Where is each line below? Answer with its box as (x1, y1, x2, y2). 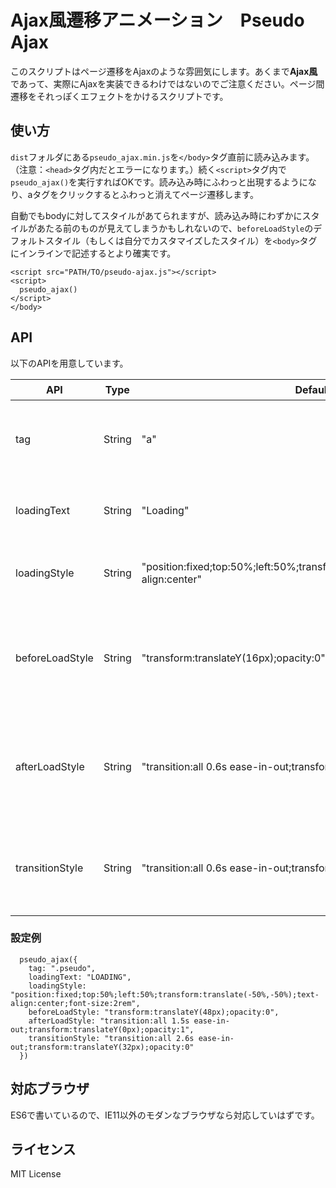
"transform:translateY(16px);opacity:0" (141, 651, 326, 665)
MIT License (10, 1168, 62, 1180)
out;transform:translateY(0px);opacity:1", (10, 1024, 195, 1035)
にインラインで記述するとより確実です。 (10, 247, 177, 259)
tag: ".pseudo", (28, 963, 97, 973)
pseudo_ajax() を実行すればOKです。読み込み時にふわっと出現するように (10, 176, 308, 188)
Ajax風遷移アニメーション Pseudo (10, 9, 305, 32)
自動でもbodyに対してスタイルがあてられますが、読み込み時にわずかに (10, 209, 303, 221)
